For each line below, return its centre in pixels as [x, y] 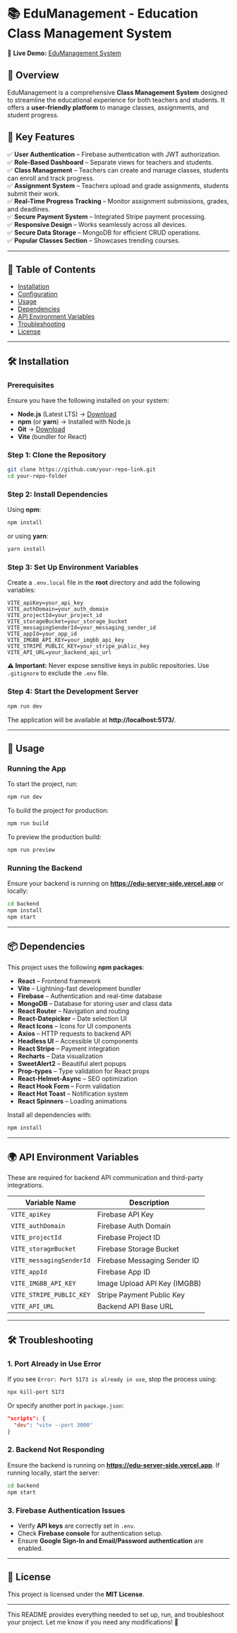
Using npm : [24, 510]
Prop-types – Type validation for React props [83, 1071]
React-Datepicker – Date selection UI [72, 1018]
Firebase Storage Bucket [138, 1249]
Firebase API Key [126, 1214]
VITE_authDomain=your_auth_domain [58, 609]
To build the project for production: [58, 811]
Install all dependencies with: [49, 1115]
